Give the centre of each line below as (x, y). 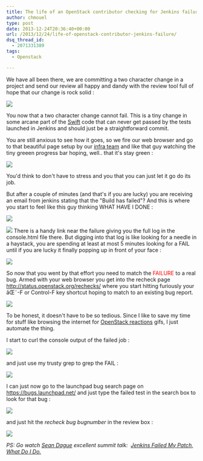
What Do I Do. (24, 451)
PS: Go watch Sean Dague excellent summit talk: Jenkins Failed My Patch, (100, 445)
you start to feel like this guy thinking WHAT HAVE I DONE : (80, 207)
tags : (13, 51)
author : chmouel (27, 18)
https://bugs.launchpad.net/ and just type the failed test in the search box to (101, 392)
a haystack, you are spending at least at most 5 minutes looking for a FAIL (98, 243)
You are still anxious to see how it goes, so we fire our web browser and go (100, 140)
